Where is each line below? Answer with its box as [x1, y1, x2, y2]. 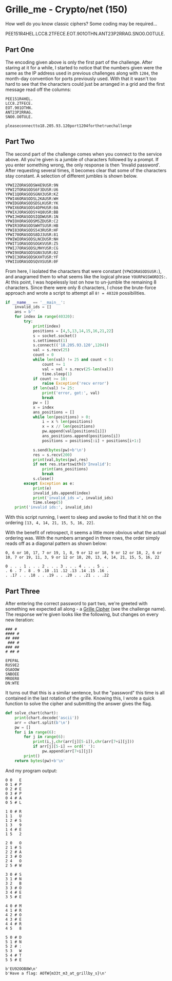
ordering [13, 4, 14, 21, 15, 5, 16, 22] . [5, 520, 95, 526]
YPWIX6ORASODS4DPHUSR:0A [5, 205, 59, 210]
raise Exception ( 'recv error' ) [42, 381, 109, 386]
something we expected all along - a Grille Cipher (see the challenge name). [5, 606, 166, 612]
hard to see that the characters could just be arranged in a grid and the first [5, 81, 165, 87]
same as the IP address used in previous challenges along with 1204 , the [5, 70, 158, 76]
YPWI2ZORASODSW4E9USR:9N [5, 182, 59, 188]
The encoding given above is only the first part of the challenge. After [5, 59, 152, 65]
